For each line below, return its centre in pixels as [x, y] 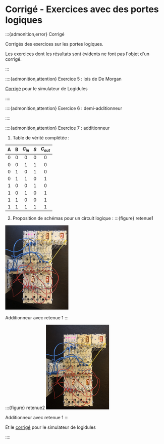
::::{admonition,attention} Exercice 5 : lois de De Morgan [64, 79]
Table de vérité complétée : [41, 137]
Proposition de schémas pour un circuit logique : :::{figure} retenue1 [83, 218]
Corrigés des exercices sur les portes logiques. [54, 44]
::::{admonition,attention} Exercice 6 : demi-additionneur [64, 108]
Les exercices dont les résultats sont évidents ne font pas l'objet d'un [77, 54]
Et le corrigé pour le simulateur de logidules [50, 427]
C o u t [45, 150]
